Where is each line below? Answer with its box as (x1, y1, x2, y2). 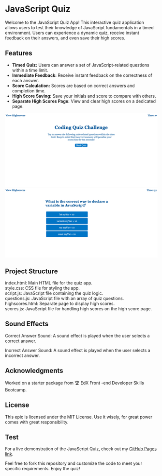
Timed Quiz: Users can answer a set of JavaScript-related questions (12, 62, 149, 68)
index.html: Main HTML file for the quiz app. (5, 280, 93, 286)
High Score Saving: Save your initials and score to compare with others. (12, 93, 156, 99)
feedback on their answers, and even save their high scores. (5, 35, 126, 41)
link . (5, 451, 14, 457)
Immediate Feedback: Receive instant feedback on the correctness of (12, 72, 152, 78)
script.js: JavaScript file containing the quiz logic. (5, 290, 103, 296)
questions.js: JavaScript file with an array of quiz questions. (5, 296, 124, 301)
